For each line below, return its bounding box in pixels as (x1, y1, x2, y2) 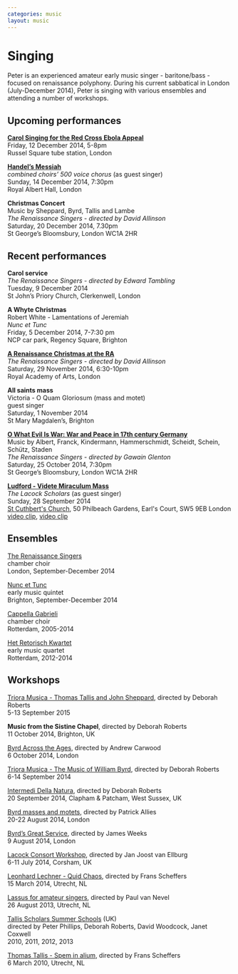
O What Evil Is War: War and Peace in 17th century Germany (7, 430, 188, 439)
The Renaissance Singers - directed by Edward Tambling (7, 276, 176, 285)
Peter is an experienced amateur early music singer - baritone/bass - (7, 71, 210, 80)
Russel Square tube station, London (7, 149, 113, 157)
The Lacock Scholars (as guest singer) (7, 489, 122, 498)
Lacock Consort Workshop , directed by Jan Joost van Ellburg (7, 850, 188, 859)
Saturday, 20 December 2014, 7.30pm (7, 222, 118, 230)
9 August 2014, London (7, 836, 76, 845)
